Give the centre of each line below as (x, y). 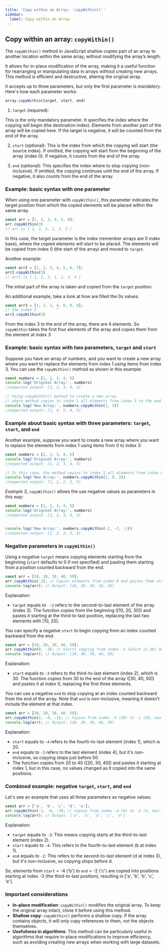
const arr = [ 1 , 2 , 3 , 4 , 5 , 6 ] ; (40, 220)
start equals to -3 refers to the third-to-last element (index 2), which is (85, 673)
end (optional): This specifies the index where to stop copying (75, 166)
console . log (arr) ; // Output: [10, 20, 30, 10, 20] (60, 586)
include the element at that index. (39, 704)
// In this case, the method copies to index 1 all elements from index (82, 473)
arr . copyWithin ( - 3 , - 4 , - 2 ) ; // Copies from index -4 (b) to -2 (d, (78, 811)
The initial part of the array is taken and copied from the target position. (79, 286)
